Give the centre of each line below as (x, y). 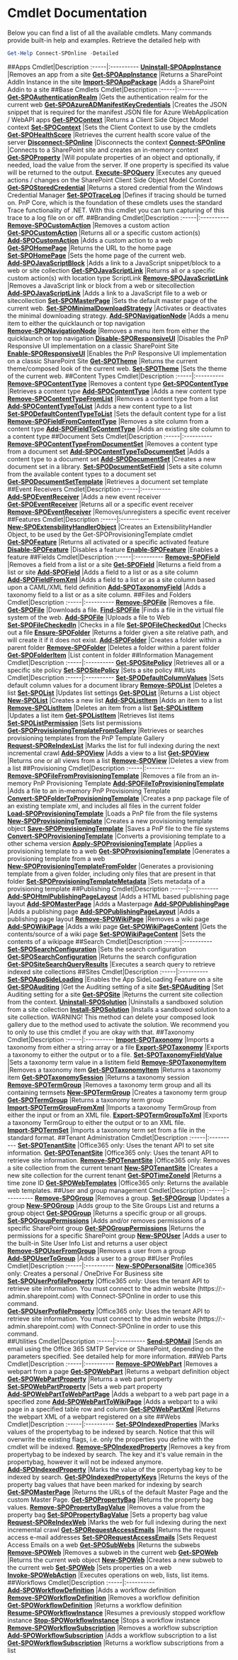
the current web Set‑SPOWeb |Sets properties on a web (90, 1567)
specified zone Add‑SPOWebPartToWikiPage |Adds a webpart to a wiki (113, 1401)
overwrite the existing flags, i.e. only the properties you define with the (110, 1439)
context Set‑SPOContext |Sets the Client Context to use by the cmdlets (112, 127)
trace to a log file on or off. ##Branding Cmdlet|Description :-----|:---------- (118, 217)
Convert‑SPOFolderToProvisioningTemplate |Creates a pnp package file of (119, 798)
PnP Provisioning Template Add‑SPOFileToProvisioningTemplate (129, 783)
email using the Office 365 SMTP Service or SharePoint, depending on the (116, 1348)
